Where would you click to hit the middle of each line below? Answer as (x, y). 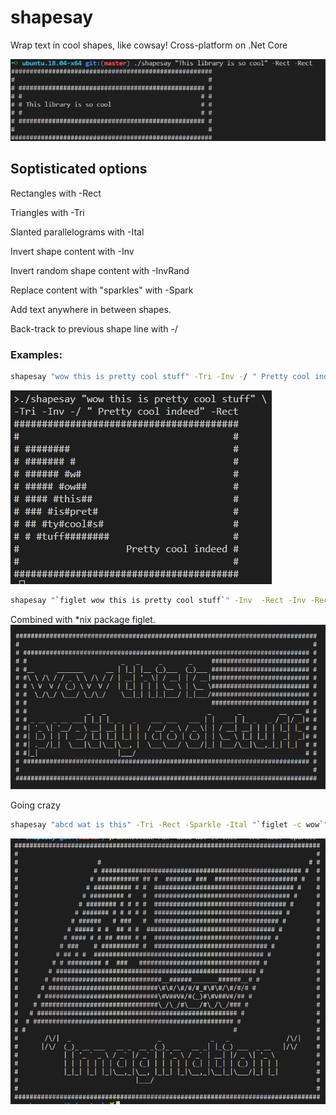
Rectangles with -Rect (56, 193)
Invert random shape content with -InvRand (100, 270)
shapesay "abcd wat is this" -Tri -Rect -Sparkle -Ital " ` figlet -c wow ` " (169, 824)
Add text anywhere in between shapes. (91, 309)
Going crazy (35, 805)
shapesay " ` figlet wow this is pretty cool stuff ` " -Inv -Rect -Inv (158, 601)
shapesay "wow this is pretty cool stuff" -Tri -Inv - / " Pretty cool (160, 377)
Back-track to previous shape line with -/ (94, 328)
